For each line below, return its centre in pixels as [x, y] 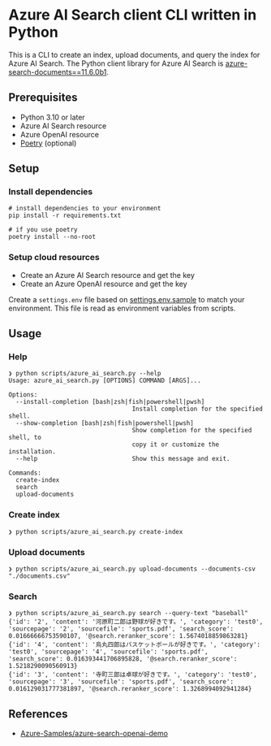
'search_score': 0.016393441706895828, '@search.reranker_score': [123, 659]
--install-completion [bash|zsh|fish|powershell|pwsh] [110, 402]
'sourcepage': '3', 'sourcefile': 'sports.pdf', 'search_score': [121, 682]
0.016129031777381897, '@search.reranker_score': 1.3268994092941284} [130, 689]
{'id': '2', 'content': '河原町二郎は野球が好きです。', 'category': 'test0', [136, 622]
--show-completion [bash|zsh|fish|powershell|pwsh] [105, 423]
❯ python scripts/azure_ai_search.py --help [85, 374]
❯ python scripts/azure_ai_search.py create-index [96, 531]
